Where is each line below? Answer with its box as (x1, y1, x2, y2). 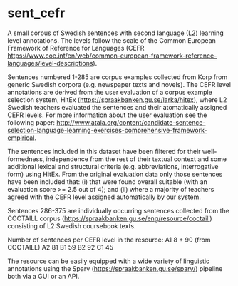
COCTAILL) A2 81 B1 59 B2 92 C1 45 (7, 242, 114, 251)
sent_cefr (7, 5, 66, 21)
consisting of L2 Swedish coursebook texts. (7, 221, 136, 230)
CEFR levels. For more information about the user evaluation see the (7, 111, 207, 119)
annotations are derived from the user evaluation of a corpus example (7, 88, 212, 96)
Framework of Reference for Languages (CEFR (7, 44, 145, 52)
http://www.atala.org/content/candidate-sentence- (56, 118, 206, 126)
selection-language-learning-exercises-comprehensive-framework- (7, 126, 207, 134)
